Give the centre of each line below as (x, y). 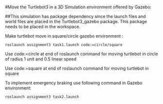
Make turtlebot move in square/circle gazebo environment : (64, 36)
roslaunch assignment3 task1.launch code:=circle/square (64, 45)
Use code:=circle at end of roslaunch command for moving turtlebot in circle (81, 54)
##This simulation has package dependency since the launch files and (75, 16)
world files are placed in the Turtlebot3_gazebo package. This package (76, 22)
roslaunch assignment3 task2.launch (42, 97)
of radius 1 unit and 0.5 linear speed (41, 59)
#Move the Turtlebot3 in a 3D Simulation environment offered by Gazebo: (78, 7)
